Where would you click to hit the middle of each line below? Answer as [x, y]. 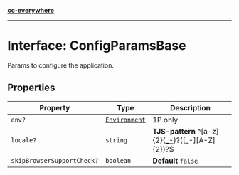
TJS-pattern [174, 131]
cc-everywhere [31, 10]
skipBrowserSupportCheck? [55, 160]
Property [54, 107]
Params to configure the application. [60, 65]
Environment [126, 120]
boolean [118, 160]
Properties [31, 88]
